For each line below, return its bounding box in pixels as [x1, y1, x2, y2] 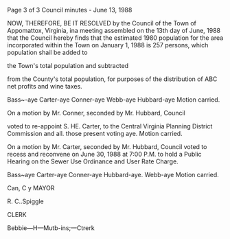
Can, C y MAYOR [7, 184, 55, 192]
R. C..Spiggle [7, 197, 44, 205]
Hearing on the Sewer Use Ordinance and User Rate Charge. [7, 157, 179, 166]
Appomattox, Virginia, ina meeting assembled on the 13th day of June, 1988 [7, 27, 221, 34]
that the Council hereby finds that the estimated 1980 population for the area [7, 34, 224, 42]
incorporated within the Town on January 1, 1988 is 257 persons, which [7, 41, 209, 49]
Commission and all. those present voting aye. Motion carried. [7, 130, 183, 137]
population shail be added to [7, 48, 88, 56]
